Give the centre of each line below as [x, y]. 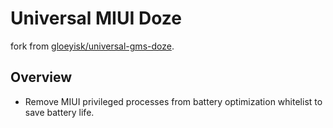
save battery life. [59, 112]
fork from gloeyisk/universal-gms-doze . [92, 46]
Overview [41, 77]
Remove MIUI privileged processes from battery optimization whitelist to [173, 101]
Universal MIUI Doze [96, 18]
